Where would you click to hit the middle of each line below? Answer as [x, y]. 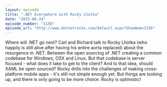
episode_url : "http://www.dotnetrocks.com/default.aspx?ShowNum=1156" [80, 28]
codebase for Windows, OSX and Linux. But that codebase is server [75, 58]
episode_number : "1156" [30, 24]
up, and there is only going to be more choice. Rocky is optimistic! [73, 80]
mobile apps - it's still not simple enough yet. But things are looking [93, 74]
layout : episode [22, 10]
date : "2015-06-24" [25, 19]
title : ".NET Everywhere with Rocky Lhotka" [52, 14]
